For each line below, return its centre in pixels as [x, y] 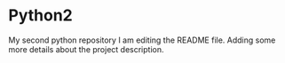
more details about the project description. [86, 49]
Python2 [40, 16]
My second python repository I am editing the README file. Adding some [142, 40]
